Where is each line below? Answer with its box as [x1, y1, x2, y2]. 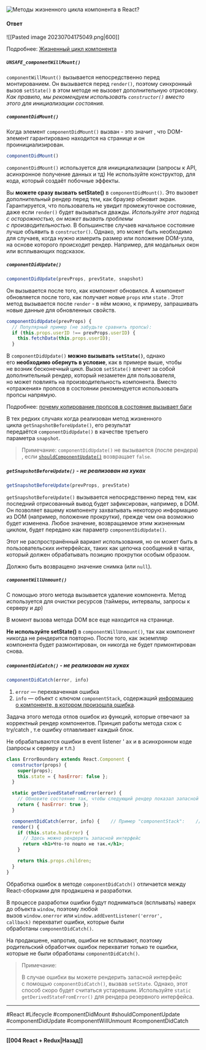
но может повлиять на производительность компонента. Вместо [6, 378, 177, 386]
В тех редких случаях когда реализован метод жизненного [6, 415, 162, 422]
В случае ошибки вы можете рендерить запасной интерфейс [21, 973, 182, 981]
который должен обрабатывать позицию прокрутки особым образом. [6, 551, 191, 558]
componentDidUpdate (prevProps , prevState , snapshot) [6, 276, 144, 282]
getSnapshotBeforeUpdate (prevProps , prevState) [6, 482, 131, 489]
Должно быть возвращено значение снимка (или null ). [6, 563, 152, 570]
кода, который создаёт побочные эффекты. [6, 177, 120, 185]
